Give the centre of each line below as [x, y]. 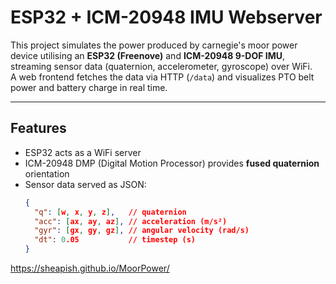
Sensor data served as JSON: [85, 184]
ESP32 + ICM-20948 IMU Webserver [166, 17]
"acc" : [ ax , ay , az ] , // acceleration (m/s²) [131, 221]
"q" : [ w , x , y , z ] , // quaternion [110, 212]
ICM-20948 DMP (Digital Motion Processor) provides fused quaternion [172, 163]
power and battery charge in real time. [89, 87]
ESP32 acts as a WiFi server [83, 152]
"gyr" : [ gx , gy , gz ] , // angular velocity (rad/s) [142, 231]
